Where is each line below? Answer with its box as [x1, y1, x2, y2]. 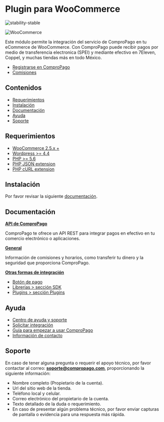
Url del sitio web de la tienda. [12, 385, 72, 391]
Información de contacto [12, 333, 63, 338]
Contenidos [5, 84, 42, 92]
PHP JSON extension [12, 161, 56, 167]
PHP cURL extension [12, 166, 55, 172]
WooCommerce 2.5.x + [12, 145, 60, 151]
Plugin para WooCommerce [5, 3, 121, 15]
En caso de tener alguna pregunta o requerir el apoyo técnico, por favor [5, 360, 152, 366]
